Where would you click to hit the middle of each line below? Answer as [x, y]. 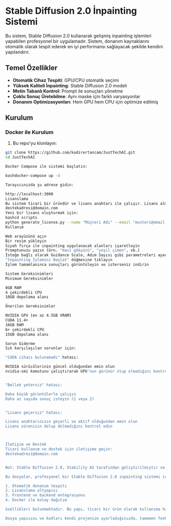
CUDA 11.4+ [17, 320]
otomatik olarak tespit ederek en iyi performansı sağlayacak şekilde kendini [84, 46]
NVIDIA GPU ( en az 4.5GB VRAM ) [38, 316]
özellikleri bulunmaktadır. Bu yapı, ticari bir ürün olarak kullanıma [83, 509]
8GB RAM [13, 288]
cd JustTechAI [20, 158]
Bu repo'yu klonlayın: [35, 143]
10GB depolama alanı [27, 297]
